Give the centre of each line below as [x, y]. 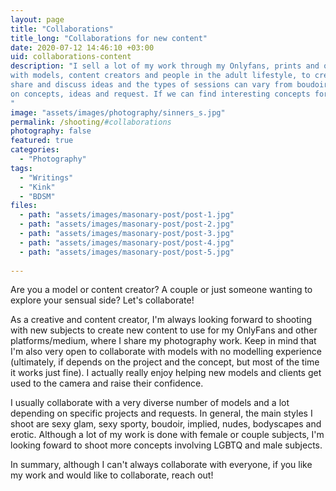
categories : [35, 150]
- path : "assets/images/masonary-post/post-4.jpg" [127, 242]
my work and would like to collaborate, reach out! [112, 475]
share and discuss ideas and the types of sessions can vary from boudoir [169, 85]
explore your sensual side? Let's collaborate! [102, 300]
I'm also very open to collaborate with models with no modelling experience [166, 352]
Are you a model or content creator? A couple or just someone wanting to [161, 290]
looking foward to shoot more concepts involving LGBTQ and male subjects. [166, 445]
